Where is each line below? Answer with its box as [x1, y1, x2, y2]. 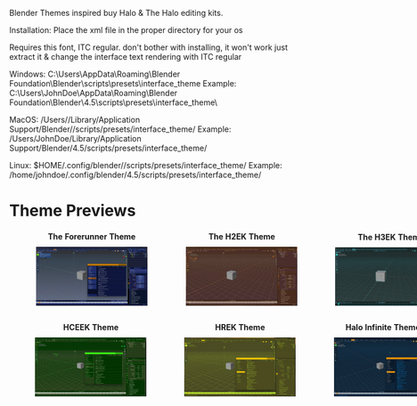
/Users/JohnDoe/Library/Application [9, 134, 142, 143]
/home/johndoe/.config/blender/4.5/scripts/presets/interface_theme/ [9, 169, 262, 180]
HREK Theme [215, 321, 266, 332]
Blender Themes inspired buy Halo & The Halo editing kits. [9, 8, 224, 18]
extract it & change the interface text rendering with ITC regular [9, 52, 242, 61]
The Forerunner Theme [47, 231, 136, 242]
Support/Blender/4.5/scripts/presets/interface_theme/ [9, 142, 208, 153]
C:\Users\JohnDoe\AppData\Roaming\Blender [9, 88, 178, 98]
